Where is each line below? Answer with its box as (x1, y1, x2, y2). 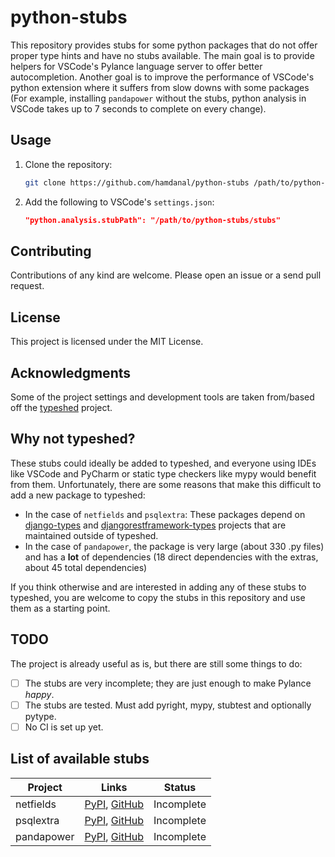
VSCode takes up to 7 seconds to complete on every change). (10, 102, 267, 115)
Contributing (10, 242, 92, 260)
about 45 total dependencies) (24, 561, 148, 573)
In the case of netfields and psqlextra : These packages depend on (24, 508, 306, 520)
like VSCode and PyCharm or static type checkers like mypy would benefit (10, 467, 317, 480)
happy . (24, 688, 55, 700)
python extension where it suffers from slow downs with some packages (10, 81, 310, 93)
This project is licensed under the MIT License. (10, 336, 204, 348)
